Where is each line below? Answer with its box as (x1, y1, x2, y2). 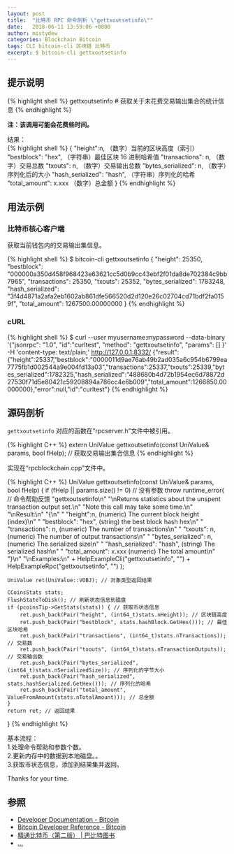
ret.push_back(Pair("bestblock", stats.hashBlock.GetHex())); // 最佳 (20, 619, 228, 626)
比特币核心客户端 (7, 224, 65, 233)
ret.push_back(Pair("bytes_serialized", (20, 660, 139, 667)
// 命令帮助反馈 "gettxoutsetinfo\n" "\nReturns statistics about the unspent (7, 495, 221, 503)
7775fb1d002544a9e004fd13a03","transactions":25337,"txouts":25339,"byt (7, 363, 225, 371)
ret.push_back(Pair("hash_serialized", (20, 673, 136, 680)
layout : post (7, 10, 45, 17)
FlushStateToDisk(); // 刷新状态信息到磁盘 (7, 597, 126, 604)
